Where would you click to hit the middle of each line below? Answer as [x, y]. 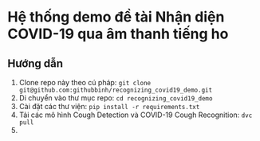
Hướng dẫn [35, 63]
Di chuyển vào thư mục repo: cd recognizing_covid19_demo [116, 98]
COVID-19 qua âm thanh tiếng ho [118, 34]
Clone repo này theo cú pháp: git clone [85, 82]
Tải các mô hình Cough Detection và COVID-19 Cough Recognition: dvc [136, 115]
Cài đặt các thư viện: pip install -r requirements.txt [109, 106]
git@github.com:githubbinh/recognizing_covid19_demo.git [116, 90]
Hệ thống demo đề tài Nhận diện [116, 17]
